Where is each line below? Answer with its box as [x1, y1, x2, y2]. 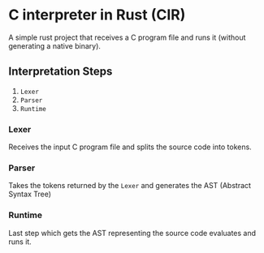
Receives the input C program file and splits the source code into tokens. [8, 142, 252, 152]
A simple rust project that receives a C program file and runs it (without [8, 32, 246, 42]
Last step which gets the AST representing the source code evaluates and [8, 228, 257, 238]
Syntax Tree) [8, 189, 51, 199]
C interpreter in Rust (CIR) [8, 6, 186, 24]
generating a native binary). [8, 41, 102, 50]
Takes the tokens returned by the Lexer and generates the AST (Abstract [8, 181, 252, 191]
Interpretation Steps [8, 65, 113, 79]
